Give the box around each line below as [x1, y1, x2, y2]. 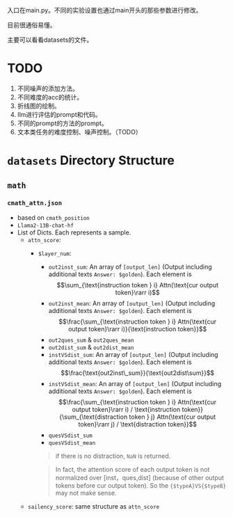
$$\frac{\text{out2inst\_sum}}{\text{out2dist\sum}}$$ [61, 368, 215, 377]
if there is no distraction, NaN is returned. [55, 452, 171, 460]
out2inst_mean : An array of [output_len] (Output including [48, 299, 216, 308]
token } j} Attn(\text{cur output [129, 413, 216, 421]
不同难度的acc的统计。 [17, 93, 83, 101]
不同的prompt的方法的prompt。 [17, 119, 108, 127]
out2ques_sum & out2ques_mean [48, 335, 134, 344]
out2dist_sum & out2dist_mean [48, 343, 134, 351]
